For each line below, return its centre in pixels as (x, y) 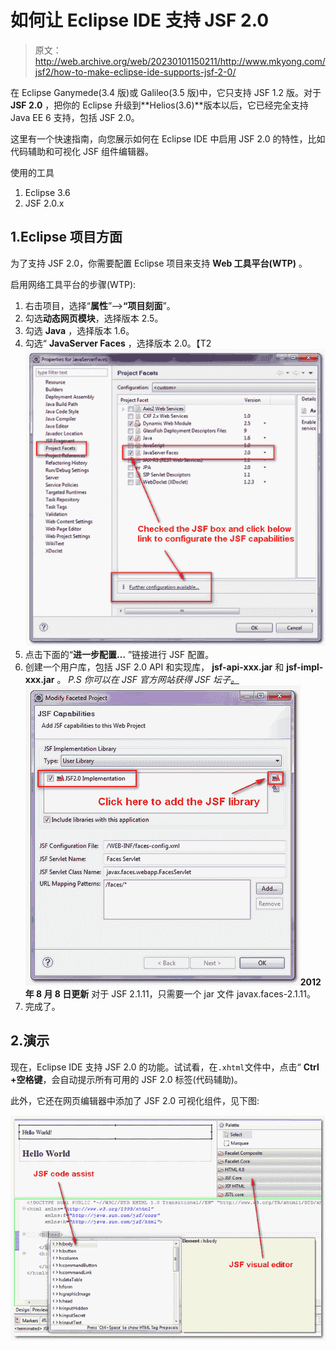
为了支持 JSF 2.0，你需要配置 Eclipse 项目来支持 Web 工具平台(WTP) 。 (159, 263)
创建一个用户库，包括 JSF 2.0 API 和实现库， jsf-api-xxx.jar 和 (154, 667)
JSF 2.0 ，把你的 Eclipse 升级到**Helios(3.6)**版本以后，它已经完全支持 (159, 105)
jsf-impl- (305, 667)
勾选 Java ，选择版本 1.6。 (79, 330)
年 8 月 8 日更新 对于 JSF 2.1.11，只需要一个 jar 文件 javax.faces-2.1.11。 (170, 994)
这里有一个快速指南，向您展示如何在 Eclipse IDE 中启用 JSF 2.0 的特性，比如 (168, 138)
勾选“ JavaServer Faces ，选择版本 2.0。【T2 (118, 343)
